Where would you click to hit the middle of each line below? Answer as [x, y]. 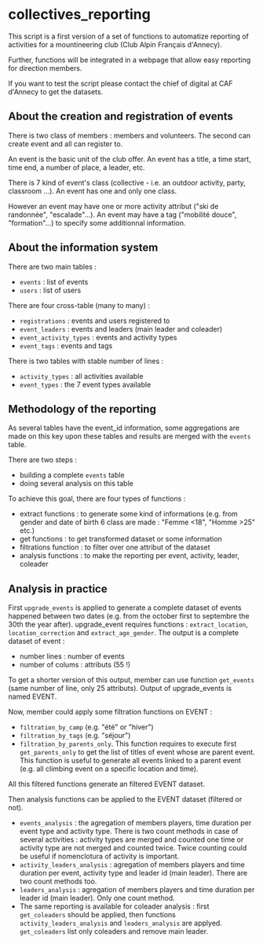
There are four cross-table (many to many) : [79, 305]
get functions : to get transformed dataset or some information [121, 539]
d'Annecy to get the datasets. [56, 91]
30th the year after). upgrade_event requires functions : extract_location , [128, 624]
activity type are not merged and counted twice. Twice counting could [133, 848]
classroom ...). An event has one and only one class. [93, 191]
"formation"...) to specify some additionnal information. [97, 222]
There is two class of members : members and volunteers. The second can [130, 135]
